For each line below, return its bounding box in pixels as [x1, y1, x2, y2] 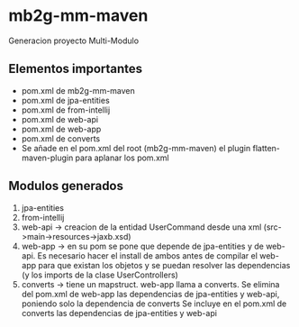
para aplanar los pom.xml [75, 152, 169, 163]
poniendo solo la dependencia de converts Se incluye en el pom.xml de [21, 298, 287, 309]
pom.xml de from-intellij [21, 104, 111, 115]
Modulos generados [8, 178, 123, 194]
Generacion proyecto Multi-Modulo [8, 35, 140, 46]
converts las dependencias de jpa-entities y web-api [21, 307, 218, 318]
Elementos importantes [8, 61, 143, 77]
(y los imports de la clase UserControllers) [21, 269, 179, 280]
